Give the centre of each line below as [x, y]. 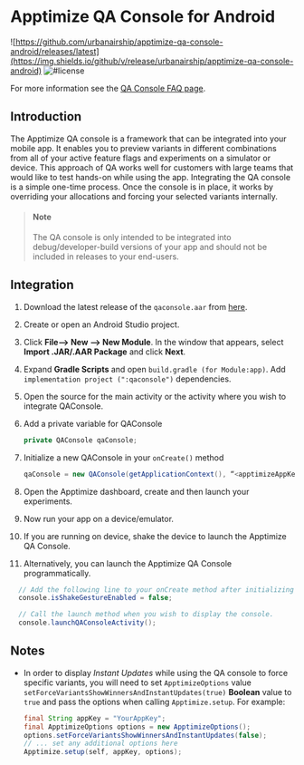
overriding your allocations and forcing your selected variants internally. [144, 196]
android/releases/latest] [55, 51]
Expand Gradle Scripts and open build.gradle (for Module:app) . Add [154, 369]
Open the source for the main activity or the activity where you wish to [155, 396]
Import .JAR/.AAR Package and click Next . [104, 352]
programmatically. [57, 573]
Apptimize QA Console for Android [143, 17]
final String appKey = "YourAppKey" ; [95, 718]
